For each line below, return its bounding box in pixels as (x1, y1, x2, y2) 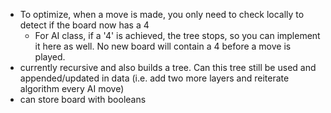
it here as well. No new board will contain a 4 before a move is (34, 40, 292, 52)
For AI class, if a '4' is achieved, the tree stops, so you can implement (34, 30, 321, 41)
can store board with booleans (19, 94, 147, 105)
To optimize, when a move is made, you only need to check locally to (19, 9, 305, 20)
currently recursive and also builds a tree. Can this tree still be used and (19, 62, 317, 73)
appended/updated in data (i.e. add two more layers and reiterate (19, 72, 290, 84)
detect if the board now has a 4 (19, 19, 150, 31)
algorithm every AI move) (19, 83, 125, 94)
